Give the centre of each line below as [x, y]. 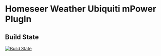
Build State [22, 37]
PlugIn [18, 19]
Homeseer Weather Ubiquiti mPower [81, 9]
